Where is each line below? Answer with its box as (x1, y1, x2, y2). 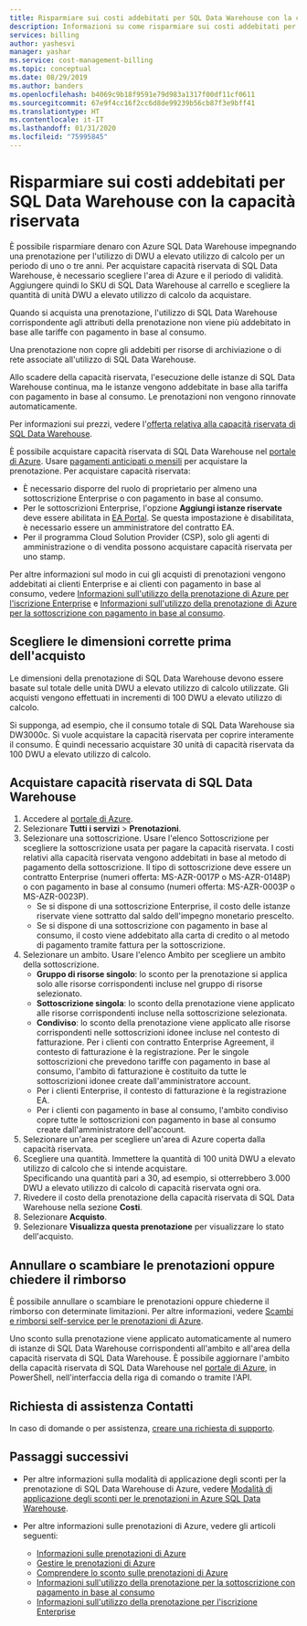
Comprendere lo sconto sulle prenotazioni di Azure (36, 1567, 228, 1578)
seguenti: (22, 1530, 58, 1541)
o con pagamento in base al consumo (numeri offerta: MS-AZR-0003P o (22, 881, 295, 892)
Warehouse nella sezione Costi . (22, 1202, 143, 1213)
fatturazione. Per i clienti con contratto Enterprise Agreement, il (36, 1036, 275, 1047)
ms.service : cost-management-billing (9, 56, 153, 65)
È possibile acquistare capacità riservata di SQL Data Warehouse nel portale (9, 445, 297, 457)
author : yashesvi (9, 38, 76, 48)
